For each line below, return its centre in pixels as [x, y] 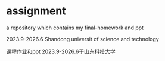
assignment [36, 11]
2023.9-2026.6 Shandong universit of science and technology [82, 39]
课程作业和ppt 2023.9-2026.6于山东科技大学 [61, 51]
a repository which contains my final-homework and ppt [75, 28]
